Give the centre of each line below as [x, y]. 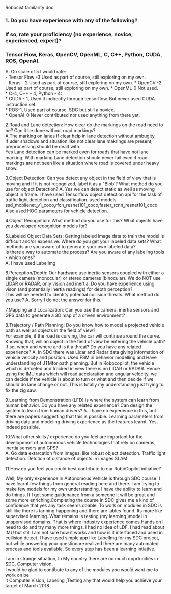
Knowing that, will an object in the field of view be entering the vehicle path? [85, 342]
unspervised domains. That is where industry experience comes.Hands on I [84, 522]
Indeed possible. [23, 427]
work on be [17, 575]
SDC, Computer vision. [29, 564]
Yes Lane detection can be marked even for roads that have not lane [77, 152]
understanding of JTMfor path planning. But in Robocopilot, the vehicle [80, 363]
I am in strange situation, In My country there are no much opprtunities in [82, 559]
